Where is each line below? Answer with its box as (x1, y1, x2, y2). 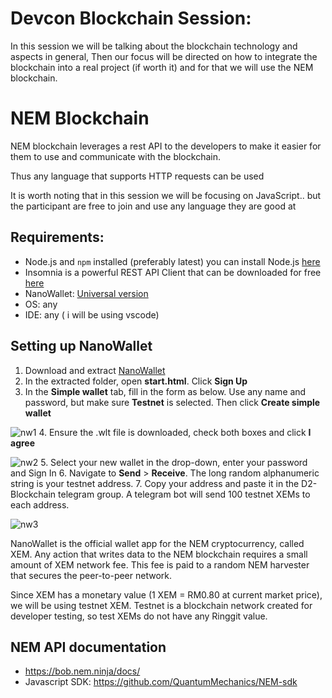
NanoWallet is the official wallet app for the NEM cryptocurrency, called (10, 537, 305, 549)
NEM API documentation (10, 638, 167, 656)
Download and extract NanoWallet (24, 364, 166, 376)
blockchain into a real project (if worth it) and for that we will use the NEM (10, 61, 314, 73)
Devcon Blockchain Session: (10, 7, 252, 30)
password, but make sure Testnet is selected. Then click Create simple (24, 396, 321, 408)
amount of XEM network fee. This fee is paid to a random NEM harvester (10, 558, 310, 571)
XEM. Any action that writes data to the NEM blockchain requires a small (10, 548, 308, 560)
